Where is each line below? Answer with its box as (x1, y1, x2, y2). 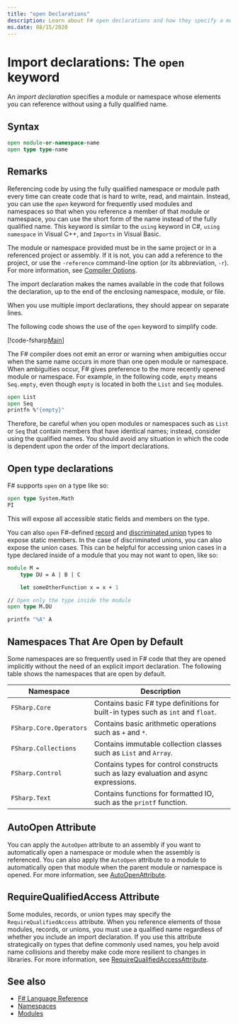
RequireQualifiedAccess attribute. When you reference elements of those (7, 917, 221, 925)
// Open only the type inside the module (7, 597, 132, 604)
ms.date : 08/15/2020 (7, 23, 69, 30)
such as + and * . (93, 727, 147, 737)
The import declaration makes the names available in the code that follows (7, 279, 225, 288)
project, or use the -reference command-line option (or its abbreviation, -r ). (7, 258, 229, 266)
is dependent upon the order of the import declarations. (7, 442, 170, 451)
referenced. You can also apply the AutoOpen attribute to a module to (7, 855, 207, 864)
